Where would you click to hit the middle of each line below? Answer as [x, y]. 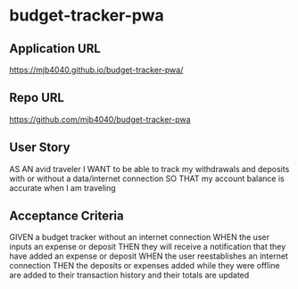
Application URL [55, 49]
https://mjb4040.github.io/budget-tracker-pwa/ [96, 70]
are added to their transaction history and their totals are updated [129, 275]
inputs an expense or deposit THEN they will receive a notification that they [148, 247]
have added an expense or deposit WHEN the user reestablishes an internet [149, 256]
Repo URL [37, 98]
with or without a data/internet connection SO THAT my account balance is [147, 178]
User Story [40, 148]
